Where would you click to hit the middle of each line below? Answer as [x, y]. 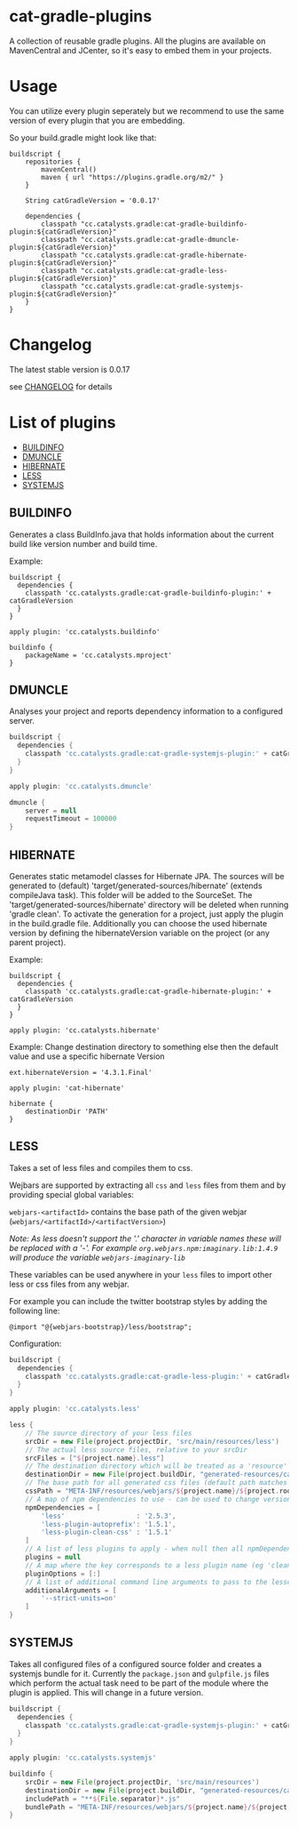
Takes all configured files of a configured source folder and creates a [136, 1664]
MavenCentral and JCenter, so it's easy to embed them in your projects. [141, 50]
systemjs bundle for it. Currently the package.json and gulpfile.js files [139, 1673]
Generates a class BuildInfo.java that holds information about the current [142, 534]
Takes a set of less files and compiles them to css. [101, 1167]
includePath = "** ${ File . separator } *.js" [102, 1799]
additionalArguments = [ [71, 1590]
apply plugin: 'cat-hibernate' [67, 1088]
